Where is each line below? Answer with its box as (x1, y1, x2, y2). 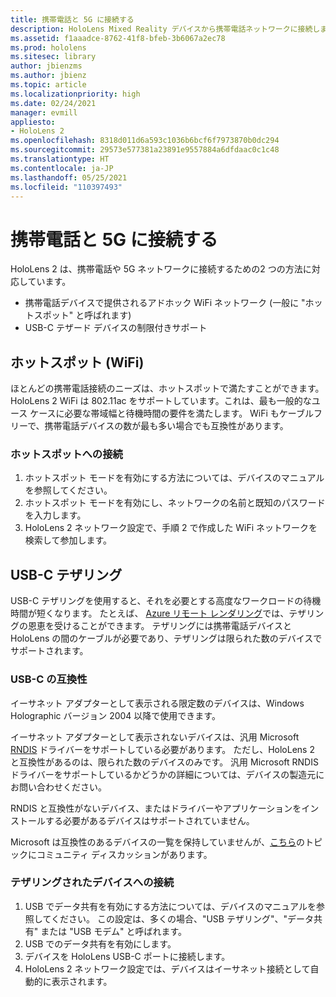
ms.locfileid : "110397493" (10, 182, 123, 192)
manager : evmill (10, 107, 78, 118)
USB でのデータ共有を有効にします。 (24, 937, 177, 950)
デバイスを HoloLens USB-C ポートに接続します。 (24, 950, 231, 962)
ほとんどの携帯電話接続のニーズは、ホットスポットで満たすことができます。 (10, 382, 325, 395)
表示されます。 (51, 975, 113, 987)
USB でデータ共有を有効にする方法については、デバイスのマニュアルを (24, 900, 317, 912)
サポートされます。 (10, 645, 89, 657)
